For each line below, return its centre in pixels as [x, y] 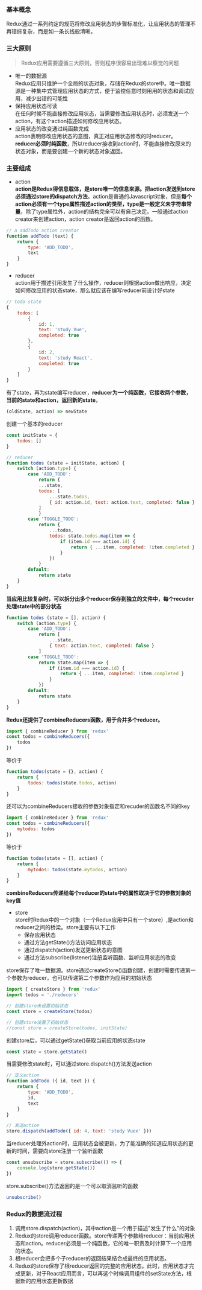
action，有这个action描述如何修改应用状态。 [70, 121]
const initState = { [32, 436]
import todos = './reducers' [43, 995]
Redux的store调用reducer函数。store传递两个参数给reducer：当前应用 [102, 1236]
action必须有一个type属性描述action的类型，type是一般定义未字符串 [101, 204]
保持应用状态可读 [36, 106]
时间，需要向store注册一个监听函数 [60, 1151]
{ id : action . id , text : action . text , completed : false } [122, 502]
